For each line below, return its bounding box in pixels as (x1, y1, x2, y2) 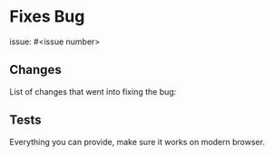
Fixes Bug (9, 6, 85, 27)
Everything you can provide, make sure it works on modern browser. (9, 136, 266, 147)
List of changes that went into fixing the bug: (9, 86, 177, 96)
